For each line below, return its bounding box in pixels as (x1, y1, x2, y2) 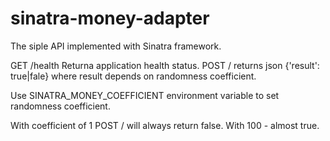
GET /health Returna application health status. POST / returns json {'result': (10, 59, 320, 71)
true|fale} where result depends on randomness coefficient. (10, 70, 257, 82)
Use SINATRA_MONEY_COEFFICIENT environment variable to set (10, 89, 280, 101)
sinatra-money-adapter (10, 7, 210, 30)
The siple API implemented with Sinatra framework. (10, 40, 222, 52)
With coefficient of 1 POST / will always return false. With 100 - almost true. (10, 119, 320, 131)
